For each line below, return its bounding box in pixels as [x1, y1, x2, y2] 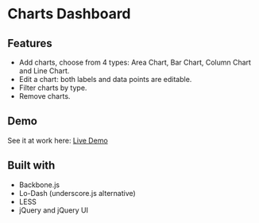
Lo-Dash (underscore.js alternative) [18, 188, 136, 198]
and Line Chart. [18, 66, 70, 76]
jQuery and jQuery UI [18, 205, 89, 215]
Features [7, 37, 52, 50]
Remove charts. [18, 92, 71, 100]
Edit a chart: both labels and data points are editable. [18, 75, 192, 84]
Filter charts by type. [18, 83, 87, 92]
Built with [7, 158, 56, 172]
